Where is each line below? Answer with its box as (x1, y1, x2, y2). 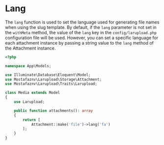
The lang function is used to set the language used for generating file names (5, 19, 160, 25)
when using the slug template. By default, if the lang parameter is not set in (5, 24, 157, 30)
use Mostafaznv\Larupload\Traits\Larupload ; (5, 81, 97, 86)
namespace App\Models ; (5, 63, 51, 69)
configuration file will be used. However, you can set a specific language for (5, 35, 158, 41)
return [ (23, 117, 41, 122)
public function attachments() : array (14, 108, 93, 113)
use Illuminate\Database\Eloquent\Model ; (5, 72, 91, 77)
